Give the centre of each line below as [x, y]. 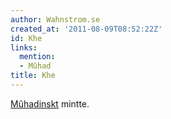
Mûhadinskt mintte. [50, 103]
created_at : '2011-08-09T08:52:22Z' [86, 29]
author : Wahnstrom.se [55, 19]
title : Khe [33, 76]
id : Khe [26, 38]
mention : [37, 57]
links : [24, 47]
